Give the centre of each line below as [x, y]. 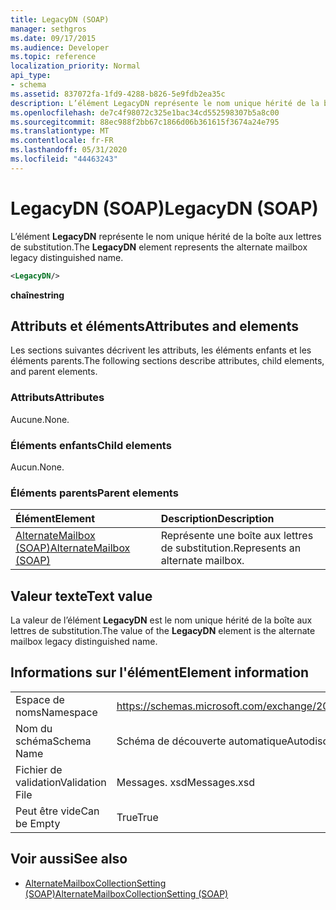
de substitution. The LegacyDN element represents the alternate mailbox [159, 247]
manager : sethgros [48, 29]
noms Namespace [56, 712]
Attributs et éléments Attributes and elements [154, 326]
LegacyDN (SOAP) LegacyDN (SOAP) [164, 208]
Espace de [40, 699]
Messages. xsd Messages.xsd [185, 782]
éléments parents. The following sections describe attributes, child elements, [167, 361]
